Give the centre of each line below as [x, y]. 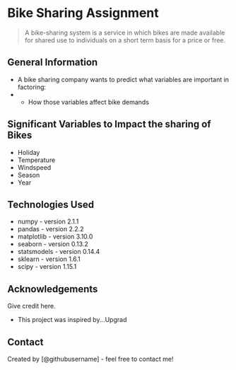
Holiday [29, 152]
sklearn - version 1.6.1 [49, 259]
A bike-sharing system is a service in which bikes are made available [125, 33]
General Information [53, 63]
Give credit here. [31, 306]
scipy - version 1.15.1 [47, 267]
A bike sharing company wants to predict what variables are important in [123, 79]
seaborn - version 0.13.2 [53, 244]
